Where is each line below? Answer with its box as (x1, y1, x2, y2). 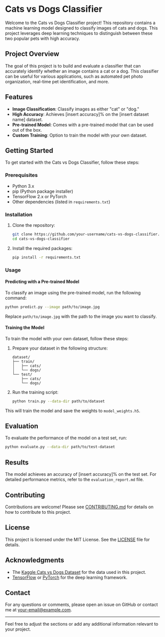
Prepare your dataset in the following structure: (12, 345, 108, 351)
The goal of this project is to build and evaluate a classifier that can (5, 63, 141, 69)
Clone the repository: (12, 222, 55, 228)
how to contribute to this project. (5, 509, 71, 515)
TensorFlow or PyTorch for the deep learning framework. (12, 574, 128, 580)
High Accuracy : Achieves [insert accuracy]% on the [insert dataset (12, 111, 149, 117)
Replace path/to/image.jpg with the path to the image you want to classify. (5, 313, 157, 319)
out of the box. (12, 127, 42, 133)
